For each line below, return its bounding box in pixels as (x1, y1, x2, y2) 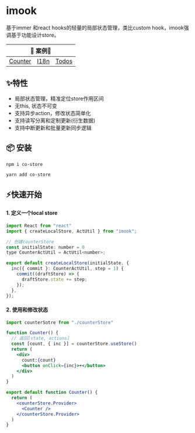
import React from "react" (6, 223, 72, 228)
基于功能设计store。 (11, 31, 60, 39)
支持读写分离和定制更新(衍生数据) (14, 117, 96, 124)
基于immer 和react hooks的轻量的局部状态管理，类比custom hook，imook (6, 24, 184, 31)
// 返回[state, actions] (11, 335, 70, 341)
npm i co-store (6, 161, 43, 167)
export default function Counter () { (6, 390, 98, 396)
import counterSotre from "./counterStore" (6, 320, 114, 325)
